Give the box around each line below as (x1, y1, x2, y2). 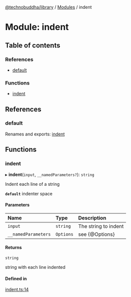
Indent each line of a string (5, 181, 60, 187)
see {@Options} (78, 231, 115, 238)
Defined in (5, 275, 27, 281)
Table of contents (5, 41, 60, 49)
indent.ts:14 (5, 287, 29, 293)
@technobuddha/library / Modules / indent (5, 4, 92, 10)
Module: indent (5, 22, 69, 33)
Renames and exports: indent (5, 131, 65, 137)
